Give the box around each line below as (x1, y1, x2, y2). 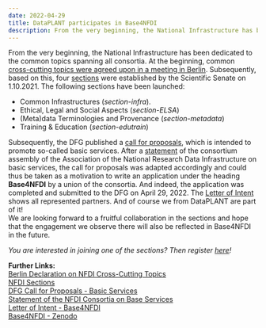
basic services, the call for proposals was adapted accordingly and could (8, 163, 247, 173)
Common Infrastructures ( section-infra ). (19, 97, 152, 107)
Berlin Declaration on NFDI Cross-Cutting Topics (8, 269, 166, 279)
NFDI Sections (8, 278, 55, 288)
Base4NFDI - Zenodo (8, 311, 78, 321)
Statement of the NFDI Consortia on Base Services (8, 295, 173, 304)
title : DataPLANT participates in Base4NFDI (8, 19, 158, 27)
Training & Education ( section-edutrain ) (19, 122, 149, 132)
